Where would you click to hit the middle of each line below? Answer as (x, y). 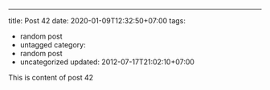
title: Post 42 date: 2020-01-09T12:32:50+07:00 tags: (97, 20)
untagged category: (53, 45)
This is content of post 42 (51, 78)
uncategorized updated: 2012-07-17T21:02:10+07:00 (107, 62)
